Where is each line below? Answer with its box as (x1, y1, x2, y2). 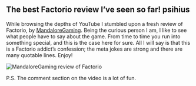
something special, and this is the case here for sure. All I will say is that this (6, 39, 191, 46)
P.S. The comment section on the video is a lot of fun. (6, 74, 137, 81)
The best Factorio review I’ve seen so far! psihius (6, 5, 190, 15)
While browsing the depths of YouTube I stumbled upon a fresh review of (6, 20, 184, 27)
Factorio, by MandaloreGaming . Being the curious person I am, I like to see (6, 27, 187, 34)
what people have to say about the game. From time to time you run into (6, 32, 181, 40)
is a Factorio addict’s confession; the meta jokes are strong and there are (6, 45, 183, 52)
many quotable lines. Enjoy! (6, 51, 73, 58)
